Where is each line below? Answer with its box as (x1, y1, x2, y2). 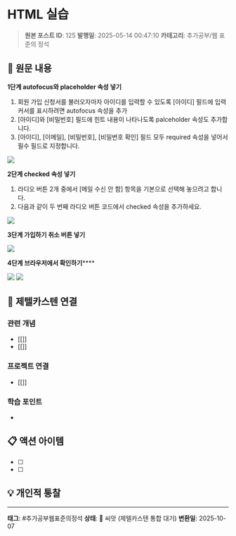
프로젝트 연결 (7, 361, 49, 371)
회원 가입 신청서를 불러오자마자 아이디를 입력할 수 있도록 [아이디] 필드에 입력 (17, 97, 227, 106)
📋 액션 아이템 (7, 435, 65, 447)
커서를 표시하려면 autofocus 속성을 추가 (17, 106, 128, 115)
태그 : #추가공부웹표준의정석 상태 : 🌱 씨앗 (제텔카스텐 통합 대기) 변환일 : (7, 513, 198, 522)
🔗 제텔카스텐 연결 (7, 296, 77, 308)
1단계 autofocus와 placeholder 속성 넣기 (7, 82, 122, 91)
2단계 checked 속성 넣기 (7, 170, 76, 178)
